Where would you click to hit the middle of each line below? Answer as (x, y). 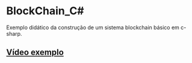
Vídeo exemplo (35, 53)
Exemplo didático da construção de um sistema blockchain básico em (93, 27)
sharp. (14, 33)
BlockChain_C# (45, 11)
